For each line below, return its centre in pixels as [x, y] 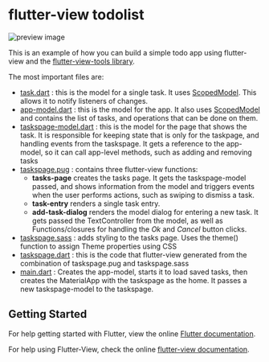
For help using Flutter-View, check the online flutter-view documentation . [129, 349]
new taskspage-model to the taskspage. [87, 289]
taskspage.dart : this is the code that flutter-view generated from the [133, 254]
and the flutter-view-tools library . [80, 61]
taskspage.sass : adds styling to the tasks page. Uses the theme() [129, 237]
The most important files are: [56, 76]
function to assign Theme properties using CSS [98, 246]
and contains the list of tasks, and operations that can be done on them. [139, 117]
